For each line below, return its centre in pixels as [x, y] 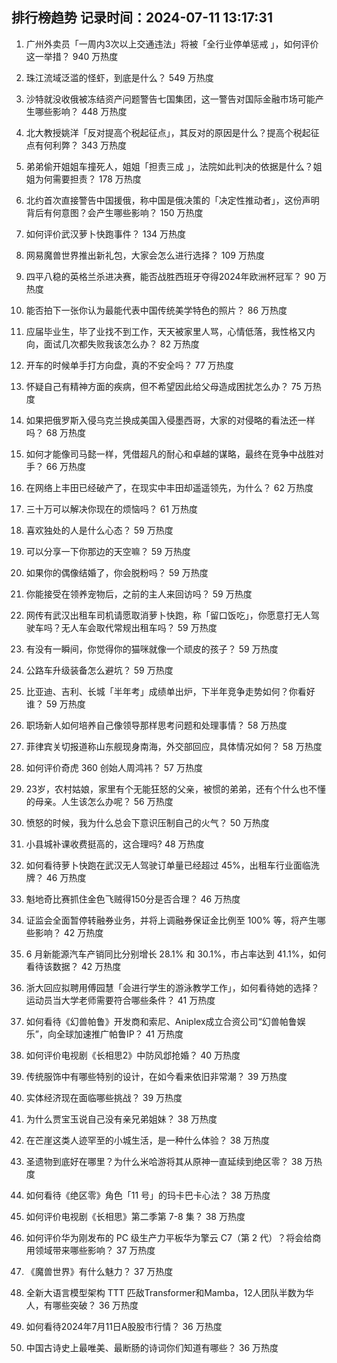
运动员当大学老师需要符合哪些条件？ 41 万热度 [120, 1000]
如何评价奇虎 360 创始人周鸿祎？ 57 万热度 [114, 767]
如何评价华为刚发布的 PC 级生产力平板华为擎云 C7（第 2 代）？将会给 [169, 1237]
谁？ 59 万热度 [55, 704]
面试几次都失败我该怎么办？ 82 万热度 [121, 344]
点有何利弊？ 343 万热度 [76, 145]
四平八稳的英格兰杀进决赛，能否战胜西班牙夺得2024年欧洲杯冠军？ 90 [170, 276]
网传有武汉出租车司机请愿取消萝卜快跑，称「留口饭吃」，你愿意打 [159, 615]
